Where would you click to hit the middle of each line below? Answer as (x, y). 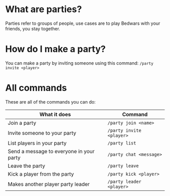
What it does (55, 114)
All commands (36, 88)
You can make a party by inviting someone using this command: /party (79, 63)
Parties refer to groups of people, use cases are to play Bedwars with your (83, 23)
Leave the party (27, 166)
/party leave (123, 166)
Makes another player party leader (49, 184)
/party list (122, 143)
